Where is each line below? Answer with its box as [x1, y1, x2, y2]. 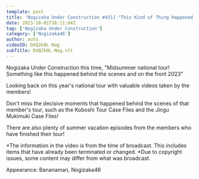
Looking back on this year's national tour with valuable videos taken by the [6, 82, 189, 89]
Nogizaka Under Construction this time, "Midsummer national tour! [6, 64, 170, 71]
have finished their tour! [6, 130, 65, 137]
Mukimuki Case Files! [6, 112, 58, 119]
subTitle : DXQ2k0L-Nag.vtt [6, 48, 73, 54]
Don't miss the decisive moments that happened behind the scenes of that [6, 100, 189, 107]
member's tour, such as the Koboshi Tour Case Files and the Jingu [6, 106, 169, 113]
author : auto [6, 36, 39, 42]
